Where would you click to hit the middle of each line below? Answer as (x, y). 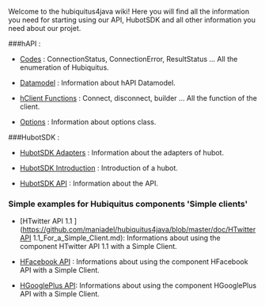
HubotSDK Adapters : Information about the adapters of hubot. (121, 153)
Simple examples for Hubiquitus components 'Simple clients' (128, 204)
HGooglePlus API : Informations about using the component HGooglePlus (138, 285)
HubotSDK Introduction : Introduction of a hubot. (98, 168)
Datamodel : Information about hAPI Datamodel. (97, 83)
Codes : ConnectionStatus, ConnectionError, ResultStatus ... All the (129, 59)
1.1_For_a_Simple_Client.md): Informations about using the (127, 238)
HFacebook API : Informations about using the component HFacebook (134, 262)
